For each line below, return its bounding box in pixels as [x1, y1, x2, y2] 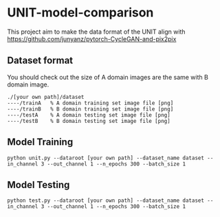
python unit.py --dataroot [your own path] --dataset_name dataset [7, 155, 205, 161]
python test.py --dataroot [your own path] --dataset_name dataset [7, 197, 205, 204]
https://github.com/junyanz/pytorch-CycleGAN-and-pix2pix [7, 34, 177, 43]
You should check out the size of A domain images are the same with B [7, 73, 208, 81]
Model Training [7, 136, 74, 148]
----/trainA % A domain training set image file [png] [7, 100, 174, 106]
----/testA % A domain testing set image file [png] [7, 111, 170, 118]
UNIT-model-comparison [7, 5, 154, 21]
